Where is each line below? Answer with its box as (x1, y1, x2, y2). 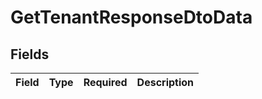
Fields (10, 46, 50, 63)
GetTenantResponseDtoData (10, 6, 253, 29)
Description (136, 76, 195, 89)
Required (83, 76, 128, 89)
